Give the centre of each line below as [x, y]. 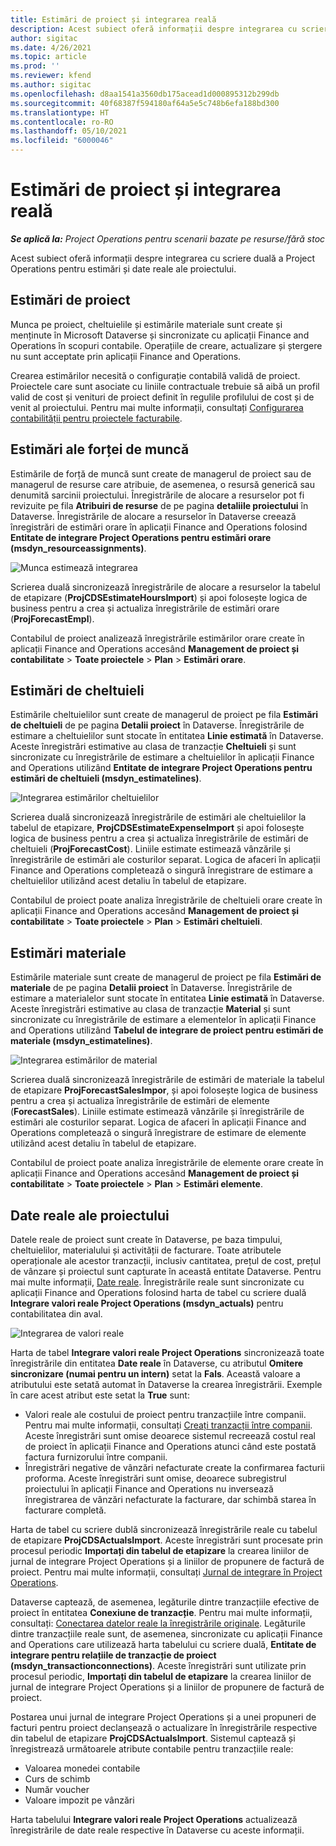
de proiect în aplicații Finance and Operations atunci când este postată [170, 1446]
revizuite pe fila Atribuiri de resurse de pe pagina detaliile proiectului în [159, 505]
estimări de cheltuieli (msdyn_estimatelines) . [106, 778]
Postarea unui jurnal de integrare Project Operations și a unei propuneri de [163, 1717]
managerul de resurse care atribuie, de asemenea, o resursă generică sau [162, 484]
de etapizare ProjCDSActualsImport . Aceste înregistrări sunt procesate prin [166, 1540]
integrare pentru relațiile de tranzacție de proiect [113, 1655]
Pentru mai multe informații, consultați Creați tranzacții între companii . [168, 1425]
